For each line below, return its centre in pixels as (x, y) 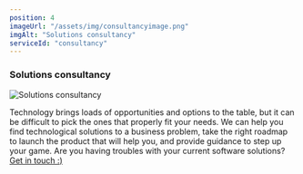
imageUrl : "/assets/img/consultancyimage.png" (99, 26)
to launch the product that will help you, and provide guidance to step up (146, 140)
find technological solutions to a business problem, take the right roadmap (149, 131)
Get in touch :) (36, 160)
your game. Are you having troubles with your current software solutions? (147, 150)
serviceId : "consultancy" (58, 43)
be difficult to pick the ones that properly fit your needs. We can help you (146, 121)
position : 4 (32, 18)
